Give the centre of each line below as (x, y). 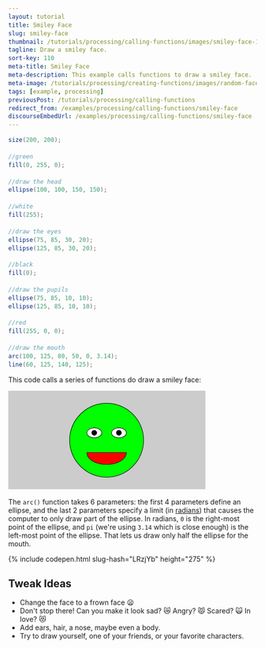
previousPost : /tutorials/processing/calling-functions (102, 100)
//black (21, 265)
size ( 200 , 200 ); (35, 140)
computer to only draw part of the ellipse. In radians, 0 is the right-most (124, 518)
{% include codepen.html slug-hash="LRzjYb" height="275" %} (112, 559)
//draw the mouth (37, 348)
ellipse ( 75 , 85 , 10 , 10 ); (50, 298)
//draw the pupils (38, 289)
